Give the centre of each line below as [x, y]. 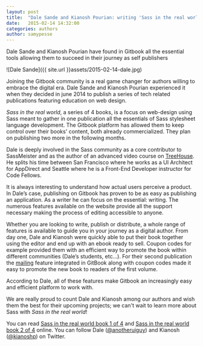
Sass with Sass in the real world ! [47, 312]
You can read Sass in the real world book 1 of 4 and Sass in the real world [98, 324]
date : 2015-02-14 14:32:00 [43, 23]
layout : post [23, 12]
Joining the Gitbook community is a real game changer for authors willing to [101, 82]
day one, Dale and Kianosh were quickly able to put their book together [95, 237]
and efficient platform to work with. [50, 287]
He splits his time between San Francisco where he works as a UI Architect [100, 162]
